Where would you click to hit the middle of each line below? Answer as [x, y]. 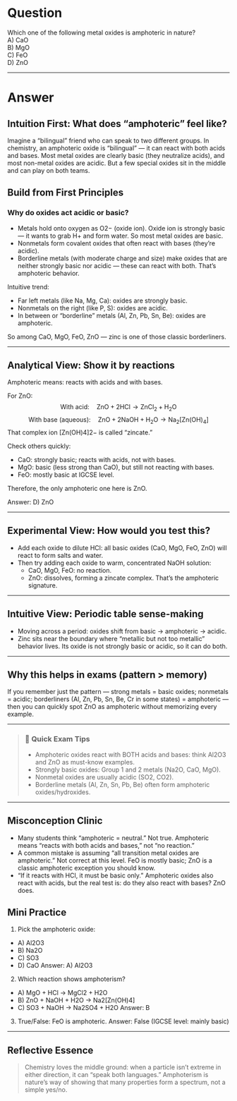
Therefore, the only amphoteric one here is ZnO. [77, 489]
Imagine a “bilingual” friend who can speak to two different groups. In [108, 140]
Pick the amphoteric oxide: [56, 930]
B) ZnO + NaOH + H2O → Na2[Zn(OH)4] [76, 1000]
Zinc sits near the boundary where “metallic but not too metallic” [111, 638]
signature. [43, 585]
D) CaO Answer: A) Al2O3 [55, 966]
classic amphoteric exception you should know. [86, 868]
